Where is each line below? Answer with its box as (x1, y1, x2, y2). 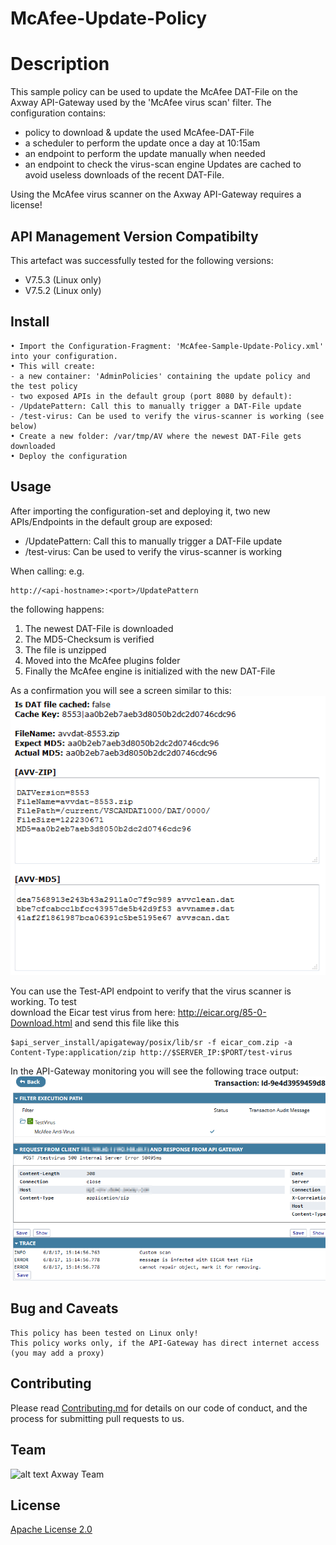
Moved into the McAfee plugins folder (24, 654, 181, 666)
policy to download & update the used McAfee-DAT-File (24, 127, 255, 139)
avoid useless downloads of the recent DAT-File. (24, 169, 225, 181)
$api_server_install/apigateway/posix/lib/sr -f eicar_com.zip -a (10, 1038, 293, 1048)
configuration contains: (10, 107, 107, 119)
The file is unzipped (24, 643, 107, 656)
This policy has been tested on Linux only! (10, 1328, 199, 1338)
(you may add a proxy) (10, 1348, 105, 1358)
